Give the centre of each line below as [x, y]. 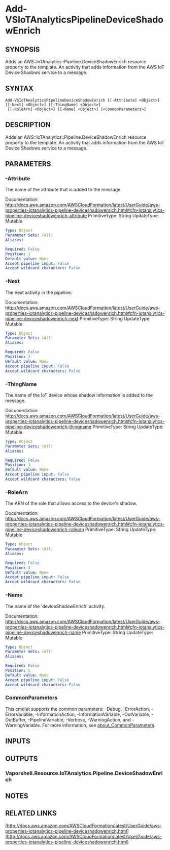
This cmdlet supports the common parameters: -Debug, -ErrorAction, [78, 709]
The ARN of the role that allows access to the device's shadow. [71, 504]
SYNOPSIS [23, 49]
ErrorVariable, [20, 714]
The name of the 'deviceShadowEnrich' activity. [55, 606]
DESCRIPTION [28, 125]
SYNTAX [20, 89]
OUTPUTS [22, 758]
